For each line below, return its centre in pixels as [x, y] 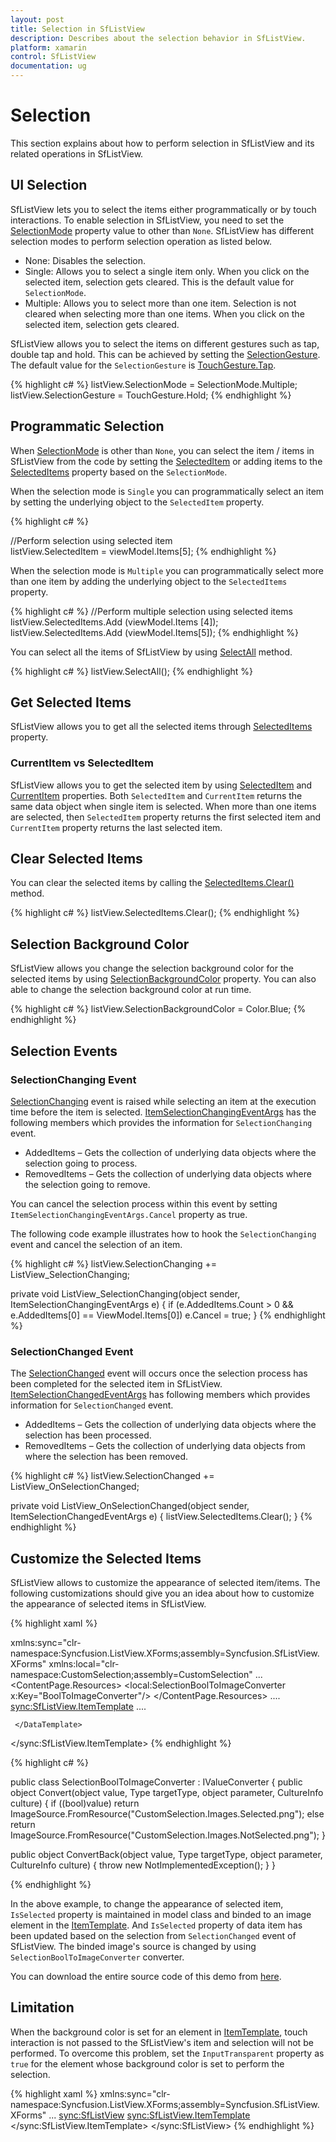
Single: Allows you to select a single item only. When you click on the [167, 271]
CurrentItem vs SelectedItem [82, 763]
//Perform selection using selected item [91, 540]
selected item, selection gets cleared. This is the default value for [159, 282]
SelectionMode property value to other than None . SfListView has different [162, 230]
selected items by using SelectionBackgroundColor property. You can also [163, 979]
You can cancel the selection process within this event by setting [144, 1203]
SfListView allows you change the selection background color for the [152, 968]
